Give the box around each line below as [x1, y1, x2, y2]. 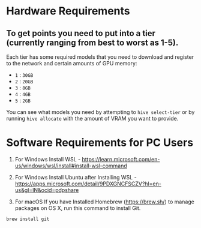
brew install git [6, 216, 50, 222]
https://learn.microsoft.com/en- [82, 155, 160, 163]
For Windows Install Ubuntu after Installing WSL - [14, 173, 137, 181]
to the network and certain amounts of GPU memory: [6, 60, 137, 67]
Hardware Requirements [6, 4, 130, 18]
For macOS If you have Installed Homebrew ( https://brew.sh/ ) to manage [14, 198, 195, 205]
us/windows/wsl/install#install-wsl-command [14, 162, 127, 169]
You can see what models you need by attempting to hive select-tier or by [6, 109, 195, 115]
